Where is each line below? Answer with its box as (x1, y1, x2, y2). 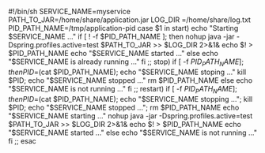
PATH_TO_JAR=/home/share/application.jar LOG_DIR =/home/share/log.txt (8, 15, 252, 24)
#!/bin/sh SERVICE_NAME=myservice (8, 7, 131, 16)
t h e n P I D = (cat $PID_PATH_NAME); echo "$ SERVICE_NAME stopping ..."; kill (8, 94, 253, 103)
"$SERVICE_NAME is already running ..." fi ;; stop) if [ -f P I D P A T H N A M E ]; (8, 57, 244, 68)
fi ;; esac (8, 136, 37, 145)
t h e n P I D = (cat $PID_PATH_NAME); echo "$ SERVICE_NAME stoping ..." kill (8, 67, 247, 76)
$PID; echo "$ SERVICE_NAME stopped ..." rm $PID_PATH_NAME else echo (8, 75, 253, 85)
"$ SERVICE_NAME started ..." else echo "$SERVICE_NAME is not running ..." (8, 128, 257, 137)
